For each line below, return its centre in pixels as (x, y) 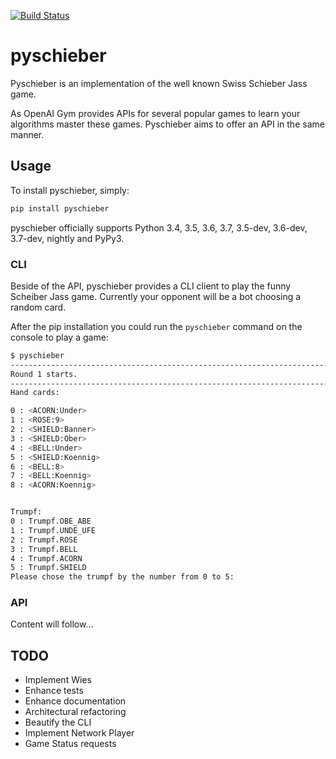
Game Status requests (70, 744)
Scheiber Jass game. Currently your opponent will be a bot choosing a (156, 296)
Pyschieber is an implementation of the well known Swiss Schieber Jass (159, 83)
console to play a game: (59, 337)
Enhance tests (54, 691)
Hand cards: (35, 393)
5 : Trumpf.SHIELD (48, 568)
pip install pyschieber (60, 208)
